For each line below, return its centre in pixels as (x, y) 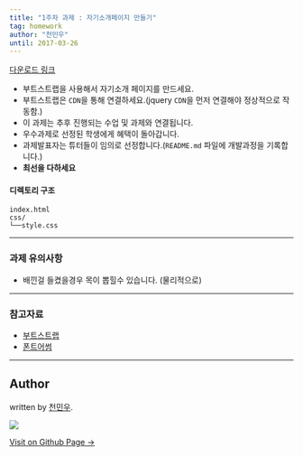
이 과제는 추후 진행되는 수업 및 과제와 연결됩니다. (108, 123)
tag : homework (36, 26)
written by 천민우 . (41, 406)
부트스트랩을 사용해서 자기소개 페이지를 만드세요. (108, 89)
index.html (30, 210)
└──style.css (34, 226)
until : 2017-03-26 (44, 43)
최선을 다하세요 (49, 168)
